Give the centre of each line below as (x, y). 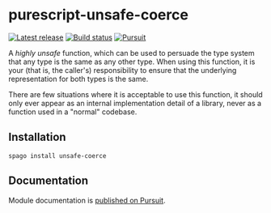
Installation (37, 137)
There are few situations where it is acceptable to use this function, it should (135, 94)
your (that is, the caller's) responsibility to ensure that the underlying (123, 70)
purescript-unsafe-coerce (98, 15)
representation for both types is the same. (78, 79)
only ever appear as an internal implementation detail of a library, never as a (135, 103)
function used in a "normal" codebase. (73, 112)
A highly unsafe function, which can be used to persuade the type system (131, 53)
